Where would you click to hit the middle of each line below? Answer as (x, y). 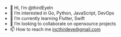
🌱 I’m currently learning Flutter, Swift (47, 18)
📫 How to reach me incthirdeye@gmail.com (55, 29)
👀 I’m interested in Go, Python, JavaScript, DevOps (62, 13)
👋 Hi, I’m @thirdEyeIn (31, 8)
